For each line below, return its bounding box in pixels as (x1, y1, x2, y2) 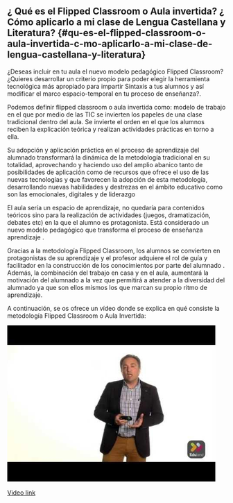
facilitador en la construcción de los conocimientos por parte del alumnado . (7, 261, 225, 269)
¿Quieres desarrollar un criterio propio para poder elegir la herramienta (7, 74, 210, 83)
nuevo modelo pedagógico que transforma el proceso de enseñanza (7, 225, 203, 234)
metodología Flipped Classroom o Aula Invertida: (7, 312, 146, 320)
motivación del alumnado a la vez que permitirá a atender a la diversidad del (7, 275, 225, 284)
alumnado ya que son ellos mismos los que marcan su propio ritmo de (7, 283, 208, 291)
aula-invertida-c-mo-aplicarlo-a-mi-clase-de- (7, 38, 213, 50)
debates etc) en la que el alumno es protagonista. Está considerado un (7, 218, 209, 226)
